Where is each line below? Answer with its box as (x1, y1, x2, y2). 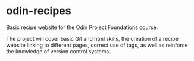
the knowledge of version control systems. (6, 47, 111, 54)
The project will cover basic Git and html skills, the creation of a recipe (6, 35, 179, 42)
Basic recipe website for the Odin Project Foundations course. (6, 24, 158, 31)
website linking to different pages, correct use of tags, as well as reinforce (6, 41, 189, 49)
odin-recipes (6, 4, 71, 18)
